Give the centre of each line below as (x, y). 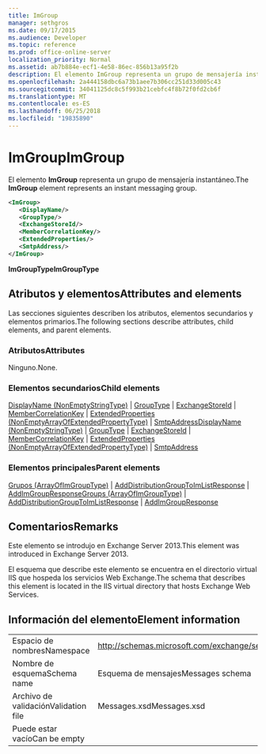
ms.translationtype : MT (47, 97)
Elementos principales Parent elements (84, 468)
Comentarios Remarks (63, 527)
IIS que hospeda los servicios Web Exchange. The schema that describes (127, 578)
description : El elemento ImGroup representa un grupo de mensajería (125, 74)
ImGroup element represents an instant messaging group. (103, 188)
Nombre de (33, 664)
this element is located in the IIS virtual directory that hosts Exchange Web (129, 586)
